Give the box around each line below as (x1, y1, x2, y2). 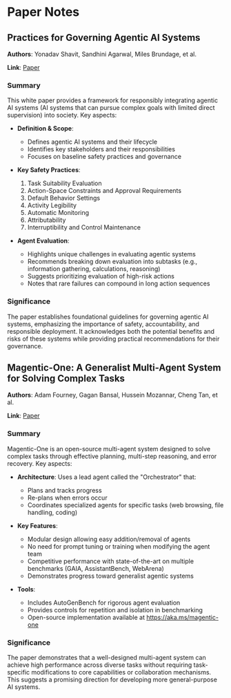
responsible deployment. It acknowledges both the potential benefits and (7, 327, 215, 335)
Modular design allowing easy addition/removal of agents (27, 535, 191, 543)
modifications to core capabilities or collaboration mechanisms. (31, 668, 212, 676)
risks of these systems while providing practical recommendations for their (7, 334, 220, 343)
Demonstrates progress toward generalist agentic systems (27, 572, 194, 580)
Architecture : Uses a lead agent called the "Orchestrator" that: (17, 473, 197, 481)
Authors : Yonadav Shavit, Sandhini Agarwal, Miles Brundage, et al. (7, 50, 197, 58)
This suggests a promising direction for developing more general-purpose (7, 675, 217, 683)
